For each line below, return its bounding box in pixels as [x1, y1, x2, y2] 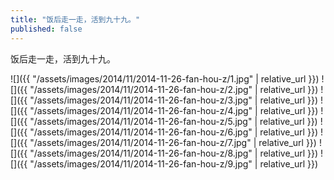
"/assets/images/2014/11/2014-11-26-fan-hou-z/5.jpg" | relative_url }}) [29, 115, 318, 127]
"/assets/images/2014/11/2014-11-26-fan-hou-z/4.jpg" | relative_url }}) [29, 104, 319, 116]
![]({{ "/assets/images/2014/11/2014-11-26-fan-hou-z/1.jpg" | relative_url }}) [10, 72, 320, 85]
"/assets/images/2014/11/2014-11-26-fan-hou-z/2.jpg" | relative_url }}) [29, 83, 319, 95]
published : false [10, 24, 83, 34]
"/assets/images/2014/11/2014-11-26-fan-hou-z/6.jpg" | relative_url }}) [29, 126, 318, 138]
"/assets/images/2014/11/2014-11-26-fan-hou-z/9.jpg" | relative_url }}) [29, 157, 319, 170]
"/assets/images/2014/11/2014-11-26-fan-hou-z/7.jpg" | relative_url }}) [29, 136, 317, 148]
